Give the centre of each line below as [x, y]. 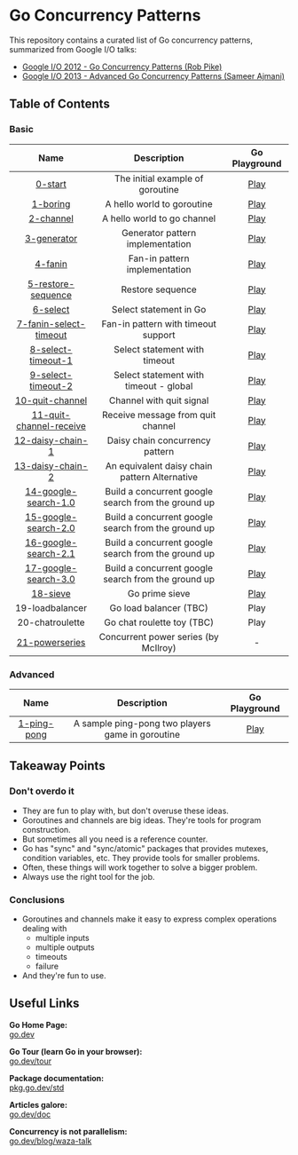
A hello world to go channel [159, 218]
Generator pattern [159, 233]
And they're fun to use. [64, 975]
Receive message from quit [159, 415]
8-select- [51, 349]
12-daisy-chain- [51, 440]
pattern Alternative [158, 477]
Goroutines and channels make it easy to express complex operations [149, 919]
